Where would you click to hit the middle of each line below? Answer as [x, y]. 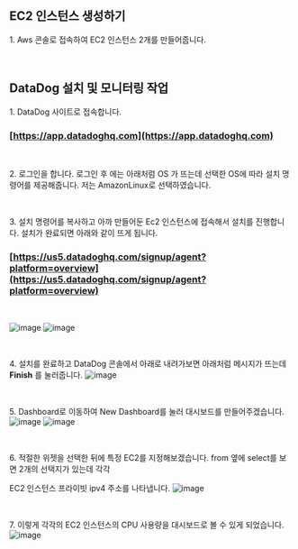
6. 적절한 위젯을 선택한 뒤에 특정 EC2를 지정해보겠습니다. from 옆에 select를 [143, 458]
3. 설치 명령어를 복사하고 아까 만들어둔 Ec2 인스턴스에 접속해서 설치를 [131, 221]
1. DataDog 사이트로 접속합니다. [66, 112]
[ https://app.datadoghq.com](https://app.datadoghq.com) [141, 135]
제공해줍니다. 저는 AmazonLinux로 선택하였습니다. [122, 185]
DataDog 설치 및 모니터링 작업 [89, 88]
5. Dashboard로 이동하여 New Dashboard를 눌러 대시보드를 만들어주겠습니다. [147, 412]
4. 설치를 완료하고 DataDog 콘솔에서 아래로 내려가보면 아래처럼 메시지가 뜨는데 [148, 364]
